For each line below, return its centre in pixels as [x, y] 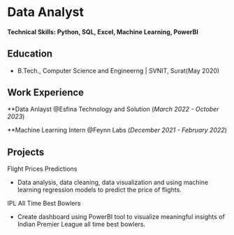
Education [30, 54]
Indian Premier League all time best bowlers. [81, 225]
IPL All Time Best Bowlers [44, 204]
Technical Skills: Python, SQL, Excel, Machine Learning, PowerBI [103, 31]
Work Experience [46, 92]
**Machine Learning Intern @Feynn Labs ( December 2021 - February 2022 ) [117, 130]
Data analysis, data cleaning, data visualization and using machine [112, 183]
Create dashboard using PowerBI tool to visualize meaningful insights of [121, 217]
